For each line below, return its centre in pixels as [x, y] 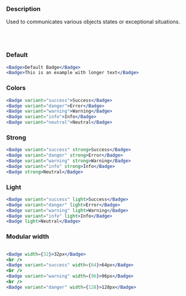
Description [23, 9]
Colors [16, 88]
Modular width [28, 237]
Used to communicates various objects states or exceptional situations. [93, 22]
